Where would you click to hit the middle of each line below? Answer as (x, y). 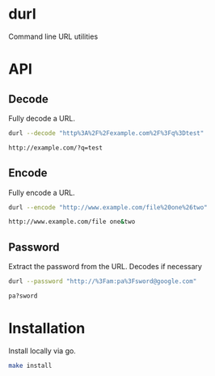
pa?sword (23, 296)
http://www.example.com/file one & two (72, 222)
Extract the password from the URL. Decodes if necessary (105, 267)
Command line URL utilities (53, 36)
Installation (47, 328)
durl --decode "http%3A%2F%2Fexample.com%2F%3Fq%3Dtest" (106, 133)
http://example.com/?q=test (56, 148)
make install (30, 365)
